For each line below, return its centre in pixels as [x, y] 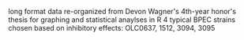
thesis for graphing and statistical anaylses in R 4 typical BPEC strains [122, 20]
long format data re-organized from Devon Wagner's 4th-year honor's [122, 11]
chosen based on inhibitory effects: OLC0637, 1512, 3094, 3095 [112, 28]
